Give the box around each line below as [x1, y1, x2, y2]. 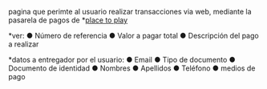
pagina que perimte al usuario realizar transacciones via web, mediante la [8, 7, 252, 16]
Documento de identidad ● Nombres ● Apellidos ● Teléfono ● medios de [8, 63, 256, 73]
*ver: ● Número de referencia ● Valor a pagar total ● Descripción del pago [8, 31, 259, 40]
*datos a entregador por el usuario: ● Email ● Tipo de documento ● [8, 55, 237, 64]
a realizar [8, 39, 39, 49]
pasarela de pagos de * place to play [8, 15, 128, 25]
